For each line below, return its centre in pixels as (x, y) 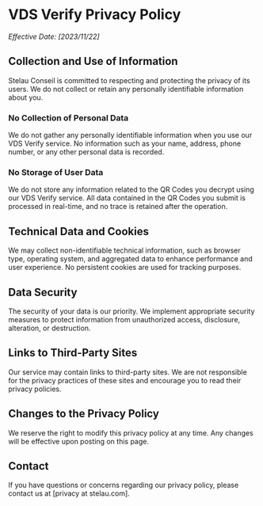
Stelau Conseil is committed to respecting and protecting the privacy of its (130, 80)
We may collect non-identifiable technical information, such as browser (125, 250)
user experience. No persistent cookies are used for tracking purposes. (125, 268)
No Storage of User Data (56, 172)
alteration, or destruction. (50, 328)
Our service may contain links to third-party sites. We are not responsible (128, 372)
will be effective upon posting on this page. (78, 441)
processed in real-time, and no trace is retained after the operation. (118, 207)
